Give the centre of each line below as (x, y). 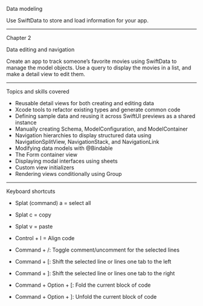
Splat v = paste (34, 226)
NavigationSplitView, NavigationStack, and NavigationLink (87, 142)
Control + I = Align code (45, 238)
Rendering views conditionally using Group (68, 174)
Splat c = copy (33, 215)
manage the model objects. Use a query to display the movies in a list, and (99, 68)
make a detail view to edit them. (46, 74)
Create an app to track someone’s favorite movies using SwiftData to (92, 61)
